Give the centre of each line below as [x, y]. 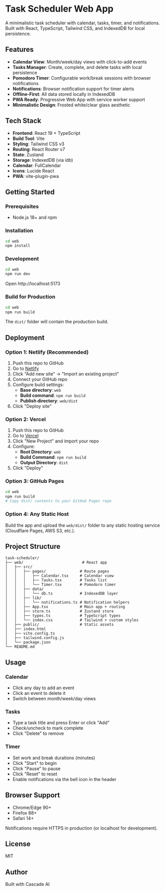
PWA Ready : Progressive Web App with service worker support [79, 99]
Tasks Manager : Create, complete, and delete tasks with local [77, 67]
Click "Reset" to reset [35, 774]
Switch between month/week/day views [54, 699]
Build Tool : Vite [29, 138]
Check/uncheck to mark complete [48, 728]
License [18, 844]
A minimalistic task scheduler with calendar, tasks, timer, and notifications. [82, 23]
